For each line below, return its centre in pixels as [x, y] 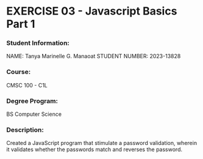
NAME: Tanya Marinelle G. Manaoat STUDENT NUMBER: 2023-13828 [94, 56]
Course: [19, 72]
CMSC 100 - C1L [27, 85]
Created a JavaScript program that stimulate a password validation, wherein [101, 143]
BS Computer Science [34, 114]
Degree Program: [32, 101]
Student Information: [38, 43]
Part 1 [21, 24]
